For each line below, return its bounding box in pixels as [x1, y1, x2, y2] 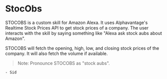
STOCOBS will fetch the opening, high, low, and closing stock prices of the [5, 45, 159, 51]
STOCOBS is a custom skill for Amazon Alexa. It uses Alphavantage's [5, 19, 148, 25]
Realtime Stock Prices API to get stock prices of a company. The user [5, 24, 149, 30]
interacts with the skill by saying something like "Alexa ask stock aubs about [5, 30, 162, 36]
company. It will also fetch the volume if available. [5, 50, 108, 56]
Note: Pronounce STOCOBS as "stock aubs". [17, 60, 110, 66]
